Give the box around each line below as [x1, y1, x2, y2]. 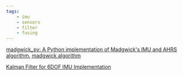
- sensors [16, 19, 41, 25]
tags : [6, 8, 19, 15]
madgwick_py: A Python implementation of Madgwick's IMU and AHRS [6, 46, 177, 53]
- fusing [16, 30, 38, 36]
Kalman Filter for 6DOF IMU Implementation [6, 63, 111, 70]
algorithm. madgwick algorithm [6, 52, 81, 59]
